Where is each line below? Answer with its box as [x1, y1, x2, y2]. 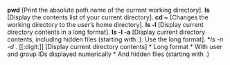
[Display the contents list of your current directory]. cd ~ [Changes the [7, 13, 209, 21]
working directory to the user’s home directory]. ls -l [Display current [7, 21, 204, 28]
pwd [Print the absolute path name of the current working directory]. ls [7, 6, 210, 14]
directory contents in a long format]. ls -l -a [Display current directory [7, 28, 206, 36]
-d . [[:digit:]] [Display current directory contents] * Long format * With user [7, 43, 223, 50]
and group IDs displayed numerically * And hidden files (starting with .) [7, 50, 210, 58]
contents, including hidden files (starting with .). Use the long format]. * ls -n [7, 35, 224, 44]
